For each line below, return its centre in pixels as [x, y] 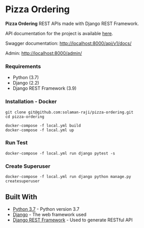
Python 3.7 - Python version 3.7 [46, 209]
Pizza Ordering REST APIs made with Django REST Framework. [72, 23]
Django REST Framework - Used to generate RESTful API [73, 220]
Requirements [23, 66]
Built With [21, 197]
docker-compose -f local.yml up [40, 130]
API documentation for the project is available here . [59, 33]
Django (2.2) [26, 83]
